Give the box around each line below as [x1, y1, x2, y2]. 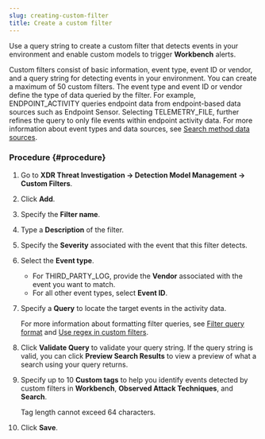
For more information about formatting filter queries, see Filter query [20, 319, 245, 328]
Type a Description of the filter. [20, 224, 125, 235]
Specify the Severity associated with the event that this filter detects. [20, 240, 248, 250]
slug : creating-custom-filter [9, 11, 109, 20]
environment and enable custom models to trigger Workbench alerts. [9, 49, 236, 59]
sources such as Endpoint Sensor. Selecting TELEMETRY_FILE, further [9, 107, 240, 116]
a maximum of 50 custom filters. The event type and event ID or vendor [9, 81, 243, 91]
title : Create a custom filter [9, 19, 113, 27]
